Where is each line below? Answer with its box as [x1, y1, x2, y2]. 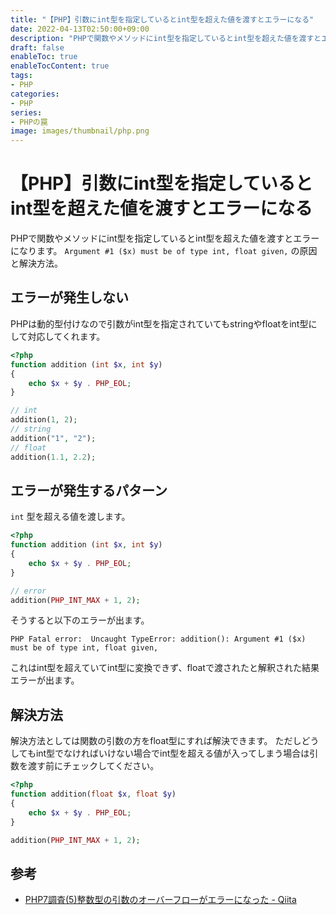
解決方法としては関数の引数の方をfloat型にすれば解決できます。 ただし [10, 735, 302, 747]
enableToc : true [10, 52, 78, 62]
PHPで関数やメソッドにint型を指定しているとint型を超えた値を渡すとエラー [10, 232, 320, 245]
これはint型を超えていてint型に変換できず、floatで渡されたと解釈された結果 [10, 662, 320, 674]
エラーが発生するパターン [10, 482, 168, 499]
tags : [10, 71, 33, 81]
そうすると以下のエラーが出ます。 [10, 614, 150, 626]
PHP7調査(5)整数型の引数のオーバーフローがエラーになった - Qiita [24, 894, 297, 906]
